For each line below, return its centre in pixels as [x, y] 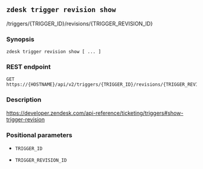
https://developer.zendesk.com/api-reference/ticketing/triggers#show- [95, 113]
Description [24, 100]
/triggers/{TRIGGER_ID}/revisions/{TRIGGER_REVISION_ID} [79, 24]
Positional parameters [39, 135]
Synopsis [20, 39]
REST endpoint [29, 67]
